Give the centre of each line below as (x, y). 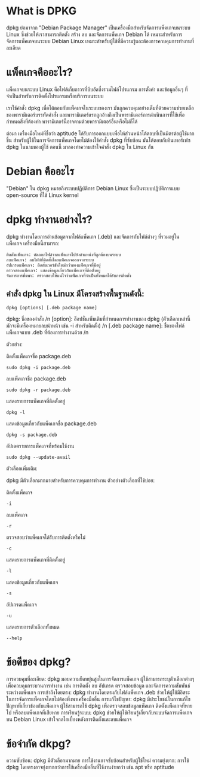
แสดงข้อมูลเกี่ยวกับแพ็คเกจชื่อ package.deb (52, 423)
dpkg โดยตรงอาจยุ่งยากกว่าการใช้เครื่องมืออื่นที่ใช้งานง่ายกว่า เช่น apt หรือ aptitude (90, 767)
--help (14, 638)
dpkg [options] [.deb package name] (52, 307)
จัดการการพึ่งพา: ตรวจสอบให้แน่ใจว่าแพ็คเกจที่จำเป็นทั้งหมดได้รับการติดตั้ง (69, 275)
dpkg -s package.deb (32, 435)
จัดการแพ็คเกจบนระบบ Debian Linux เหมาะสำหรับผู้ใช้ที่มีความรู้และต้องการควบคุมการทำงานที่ (100, 41)
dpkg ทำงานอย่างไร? (49, 220)
